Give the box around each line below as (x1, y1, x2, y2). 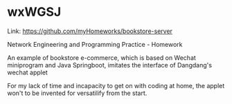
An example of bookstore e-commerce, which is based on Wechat (7, 53, 196, 62)
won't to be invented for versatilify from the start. (7, 89, 148, 97)
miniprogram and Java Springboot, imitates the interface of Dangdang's (7, 61, 213, 69)
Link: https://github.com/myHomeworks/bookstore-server (7, 27, 173, 35)
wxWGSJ (7, 4, 62, 20)
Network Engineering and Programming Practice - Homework (7, 40, 183, 48)
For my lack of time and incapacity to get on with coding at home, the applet (7, 81, 225, 90)
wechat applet (7, 68, 48, 76)
